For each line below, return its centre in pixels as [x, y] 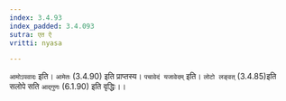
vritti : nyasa [36, 43]
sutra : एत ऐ [31, 34]
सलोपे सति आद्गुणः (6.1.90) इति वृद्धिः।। [68, 87]
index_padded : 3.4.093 [52, 26]
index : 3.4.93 [36, 18]
